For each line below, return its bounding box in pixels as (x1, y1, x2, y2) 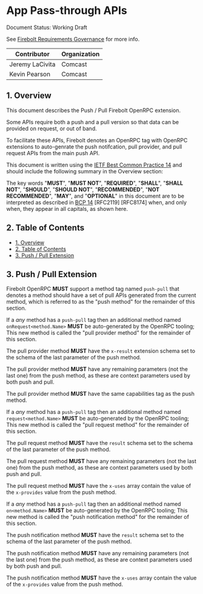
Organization (61, 50, 100, 58)
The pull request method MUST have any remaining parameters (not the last (6, 458, 197, 465)
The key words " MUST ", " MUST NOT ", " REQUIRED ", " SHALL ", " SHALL (6, 179, 184, 187)
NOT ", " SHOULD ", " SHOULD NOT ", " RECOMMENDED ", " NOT (6, 185, 160, 193)
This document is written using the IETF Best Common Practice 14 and (6, 161, 182, 169)
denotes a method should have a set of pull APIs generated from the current (6, 292, 196, 299)
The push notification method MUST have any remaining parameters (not (6, 550, 189, 557)
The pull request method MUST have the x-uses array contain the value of (6, 482, 191, 490)
